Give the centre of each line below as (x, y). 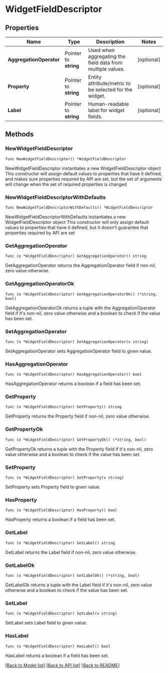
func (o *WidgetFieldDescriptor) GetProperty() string (63, 407)
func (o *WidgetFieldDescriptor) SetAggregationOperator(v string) (77, 342)
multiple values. (106, 69)
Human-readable (108, 104)
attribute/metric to (109, 83)
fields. (95, 116)
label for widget (106, 110)
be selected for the (110, 90)
